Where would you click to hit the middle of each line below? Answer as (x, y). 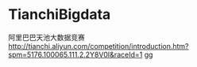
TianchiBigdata (60, 15)
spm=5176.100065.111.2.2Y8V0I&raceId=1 (75, 54)
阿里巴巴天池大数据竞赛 (46, 37)
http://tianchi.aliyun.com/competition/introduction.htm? (98, 46)
